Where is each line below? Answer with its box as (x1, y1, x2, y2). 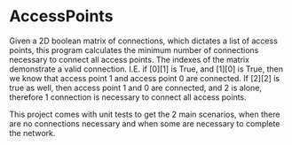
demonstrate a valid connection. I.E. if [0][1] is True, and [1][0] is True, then (9, 64, 284, 74)
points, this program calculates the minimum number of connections (9, 44, 259, 55)
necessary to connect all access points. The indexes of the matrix (9, 54, 250, 65)
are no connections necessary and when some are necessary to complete (9, 118, 280, 129)
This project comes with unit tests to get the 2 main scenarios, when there (9, 109, 280, 119)
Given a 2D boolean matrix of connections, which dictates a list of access (9, 35, 278, 46)
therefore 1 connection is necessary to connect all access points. (9, 91, 247, 103)
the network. (9, 127, 56, 138)
